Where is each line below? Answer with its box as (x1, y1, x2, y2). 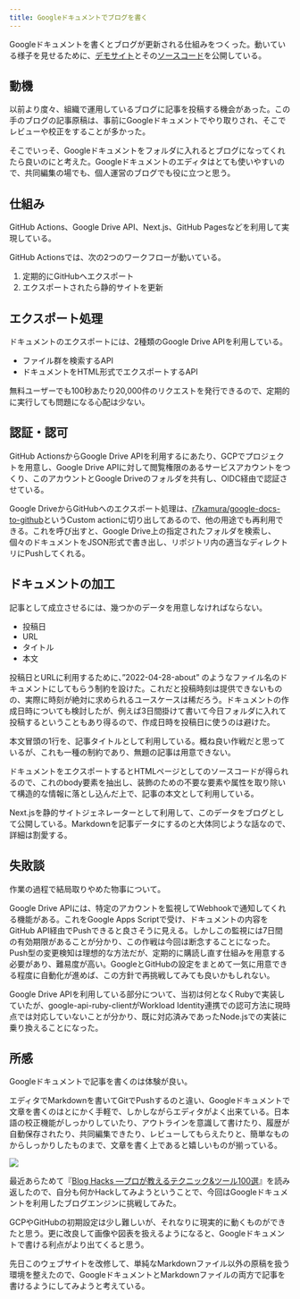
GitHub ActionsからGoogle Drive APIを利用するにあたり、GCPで (9, 451, 246, 461)
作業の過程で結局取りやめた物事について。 (9, 883, 166, 894)
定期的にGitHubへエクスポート (21, 271, 135, 282)
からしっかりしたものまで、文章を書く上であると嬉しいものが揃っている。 (9, 1140, 283, 1151)
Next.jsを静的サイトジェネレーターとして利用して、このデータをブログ (9, 806, 270, 818)
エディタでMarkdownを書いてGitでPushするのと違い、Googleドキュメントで (9, 1095, 291, 1106)
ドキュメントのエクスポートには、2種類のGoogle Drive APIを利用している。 (9, 336, 287, 347)
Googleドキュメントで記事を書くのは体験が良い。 (9, 1076, 193, 1087)
